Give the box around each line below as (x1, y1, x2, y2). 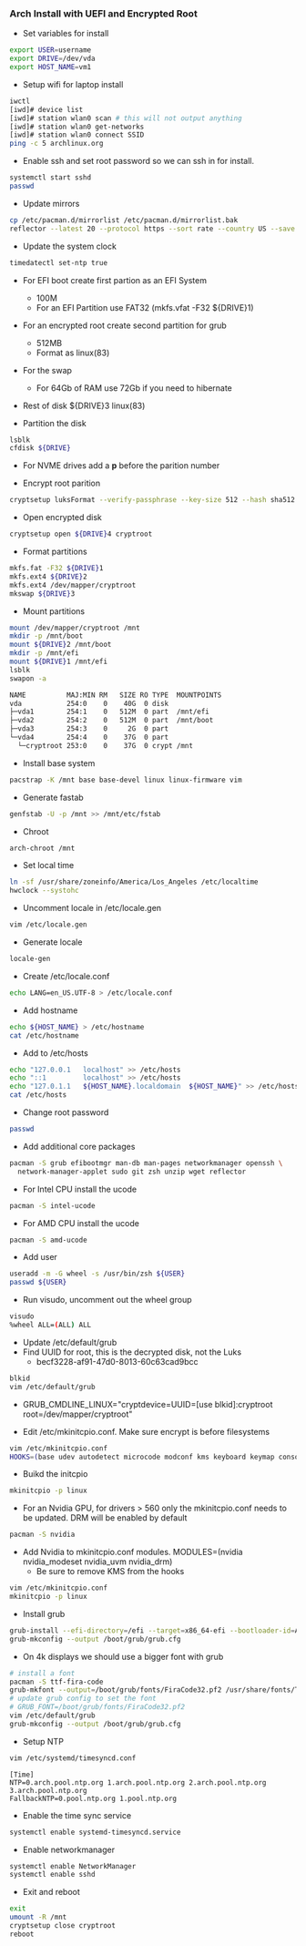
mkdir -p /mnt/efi (9, 649, 79, 658)
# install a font (9, 1668, 76, 1678)
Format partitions (22, 546, 88, 558)
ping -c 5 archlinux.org (9, 139, 104, 149)
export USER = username (9, 46, 92, 55)
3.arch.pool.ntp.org (9, 1786, 88, 1795)
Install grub (22, 1608, 66, 1619)
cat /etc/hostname (9, 1030, 79, 1040)
